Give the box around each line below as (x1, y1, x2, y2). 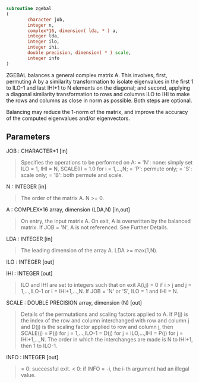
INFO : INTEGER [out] (6, 354, 59, 361)
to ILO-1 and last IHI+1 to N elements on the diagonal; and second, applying (6, 84, 190, 91)
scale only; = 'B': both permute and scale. (20, 172, 124, 179)
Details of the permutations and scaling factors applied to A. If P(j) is (20, 311, 188, 318)
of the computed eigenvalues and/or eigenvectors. (6, 115, 131, 122)
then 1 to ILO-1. (20, 342, 58, 350)
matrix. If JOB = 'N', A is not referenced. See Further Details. (20, 224, 169, 231)
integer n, (27, 22, 55, 28)
